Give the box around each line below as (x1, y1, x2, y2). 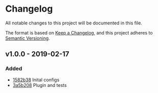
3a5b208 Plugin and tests (12, 82, 67, 88)
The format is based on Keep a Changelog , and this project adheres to (5, 29, 153, 36)
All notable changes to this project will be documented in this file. (5, 20, 143, 26)
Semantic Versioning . (5, 35, 50, 41)
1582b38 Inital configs (12, 77, 60, 83)
